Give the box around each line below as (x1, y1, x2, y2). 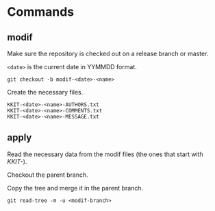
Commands (7, 4, 75, 20)
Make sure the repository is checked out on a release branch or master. (7, 49, 209, 58)
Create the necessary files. (7, 88, 84, 96)
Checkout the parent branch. (7, 171, 89, 179)
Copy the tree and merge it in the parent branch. (7, 184, 144, 192)
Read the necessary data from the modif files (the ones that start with (7, 150, 203, 158)
